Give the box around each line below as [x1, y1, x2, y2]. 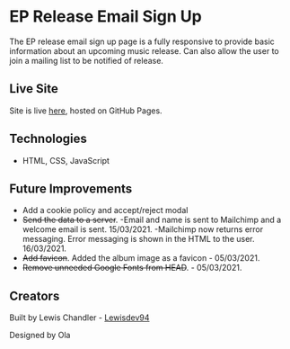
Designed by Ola [9, 330, 71, 341]
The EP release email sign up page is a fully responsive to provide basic [9, 36, 276, 47]
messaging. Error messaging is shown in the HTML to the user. [22, 234, 255, 245]
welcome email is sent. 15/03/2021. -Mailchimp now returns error [22, 224, 264, 235]
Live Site [9, 81, 58, 96]
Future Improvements [9, 181, 133, 196]
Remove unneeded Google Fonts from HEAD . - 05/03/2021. [22, 263, 242, 273]
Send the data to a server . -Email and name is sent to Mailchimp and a [22, 214, 282, 226]
